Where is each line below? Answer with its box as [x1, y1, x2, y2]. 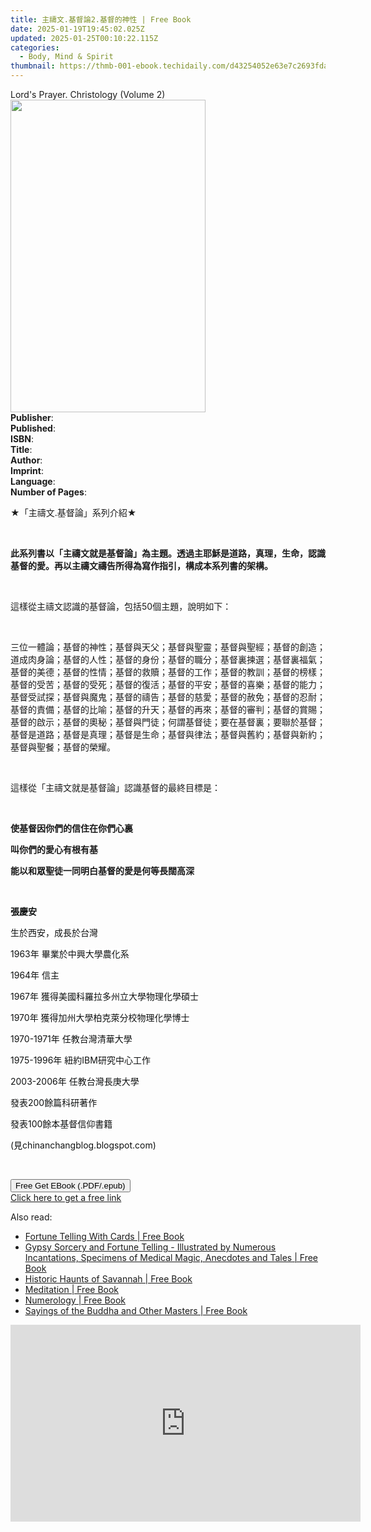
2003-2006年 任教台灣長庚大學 [10, 1076, 140, 1087]
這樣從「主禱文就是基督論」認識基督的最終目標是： [10, 782, 221, 793]
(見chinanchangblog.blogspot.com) [10, 1139, 157, 1151]
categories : [10, 42, 60, 53]
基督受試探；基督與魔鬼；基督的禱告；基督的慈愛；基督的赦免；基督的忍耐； [10, 691, 326, 703]
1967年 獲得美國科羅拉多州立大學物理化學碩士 [10, 991, 199, 1002]
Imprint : [10, 465, 44, 476]
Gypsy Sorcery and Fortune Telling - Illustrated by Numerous [24, 1241, 277, 1253]
